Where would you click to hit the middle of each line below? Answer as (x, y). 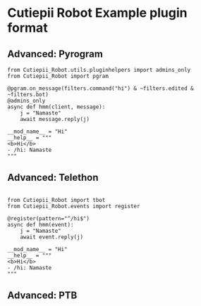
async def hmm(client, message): (56, 107)
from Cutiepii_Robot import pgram (58, 76)
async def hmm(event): (41, 224)
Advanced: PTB (42, 296)
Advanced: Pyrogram (55, 54)
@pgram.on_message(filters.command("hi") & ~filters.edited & (100, 89)
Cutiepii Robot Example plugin (97, 13)
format (28, 28)
